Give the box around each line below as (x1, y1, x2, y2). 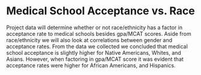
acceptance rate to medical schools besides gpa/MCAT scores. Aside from (6, 30, 191, 37)
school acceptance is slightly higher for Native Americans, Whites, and (6, 49, 181, 56)
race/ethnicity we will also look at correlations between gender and (6, 36, 173, 43)
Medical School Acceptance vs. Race (6, 4, 195, 18)
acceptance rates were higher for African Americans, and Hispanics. (6, 61, 176, 69)
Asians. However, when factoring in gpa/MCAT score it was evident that (6, 55, 184, 62)
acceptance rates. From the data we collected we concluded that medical (6, 43, 188, 50)
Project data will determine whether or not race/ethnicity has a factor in (6, 24, 183, 31)
